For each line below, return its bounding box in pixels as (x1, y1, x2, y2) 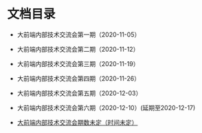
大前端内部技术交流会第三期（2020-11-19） (16, 59, 139, 68)
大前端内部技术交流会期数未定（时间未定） (16, 118, 138, 126)
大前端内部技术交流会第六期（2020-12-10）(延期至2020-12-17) (16, 103, 196, 112)
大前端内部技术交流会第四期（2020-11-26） (16, 74, 141, 83)
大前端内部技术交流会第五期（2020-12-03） (16, 89, 142, 97)
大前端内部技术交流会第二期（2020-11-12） (16, 45, 139, 53)
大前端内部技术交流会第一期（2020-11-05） (16, 30, 141, 39)
